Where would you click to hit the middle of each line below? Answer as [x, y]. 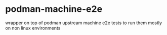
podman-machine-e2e [54, 9]
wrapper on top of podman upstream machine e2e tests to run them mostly [84, 23]
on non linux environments [33, 28]
